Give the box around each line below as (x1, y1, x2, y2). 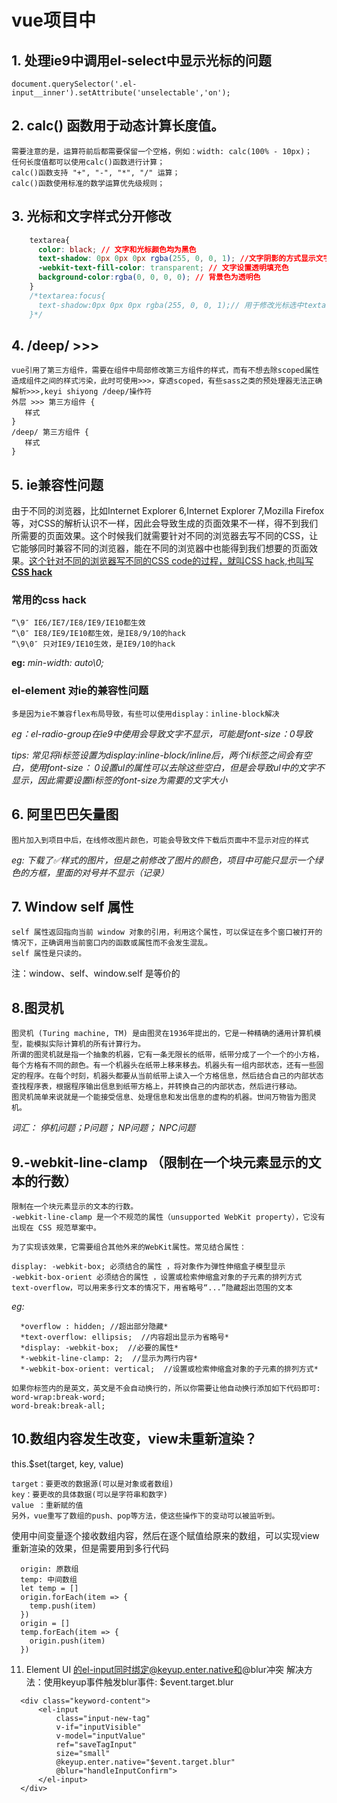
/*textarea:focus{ (29, 291, 106, 301)
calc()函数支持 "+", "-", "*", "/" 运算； (11, 167, 181, 178)
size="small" (55, 1748, 111, 1758)
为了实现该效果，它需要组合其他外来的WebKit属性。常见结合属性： (11, 1242, 247, 1252)
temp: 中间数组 (20, 1574, 78, 1585)
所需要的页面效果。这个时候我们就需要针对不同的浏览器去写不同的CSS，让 (11, 530, 319, 542)
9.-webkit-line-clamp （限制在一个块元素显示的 (11, 1154, 309, 1171)
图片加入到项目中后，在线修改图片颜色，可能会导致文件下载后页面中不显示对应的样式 (11, 835, 309, 845)
